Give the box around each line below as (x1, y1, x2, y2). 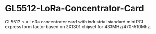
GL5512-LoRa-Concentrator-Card (5, 3, 144, 14)
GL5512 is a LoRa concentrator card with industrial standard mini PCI (5, 19, 143, 24)
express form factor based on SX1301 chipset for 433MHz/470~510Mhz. (5, 23, 152, 29)
